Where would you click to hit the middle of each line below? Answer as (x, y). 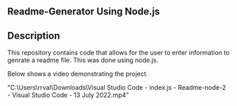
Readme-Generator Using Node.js (84, 12)
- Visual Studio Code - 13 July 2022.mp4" (68, 95)
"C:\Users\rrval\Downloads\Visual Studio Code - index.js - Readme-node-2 (117, 88)
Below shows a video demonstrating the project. (78, 74)
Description (34, 36)
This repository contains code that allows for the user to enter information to (118, 53)
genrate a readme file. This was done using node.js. (83, 60)
